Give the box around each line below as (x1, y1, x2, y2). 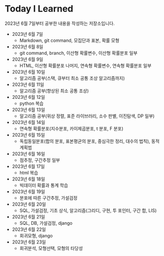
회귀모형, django (19, 232, 53, 238)
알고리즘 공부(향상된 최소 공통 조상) (19, 88, 89, 94)
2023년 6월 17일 (12, 163, 45, 169)
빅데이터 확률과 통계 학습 (19, 182, 68, 188)
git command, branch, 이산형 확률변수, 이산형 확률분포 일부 (19, 50, 138, 56)
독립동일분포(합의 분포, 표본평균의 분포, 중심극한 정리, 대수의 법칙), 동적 (19, 138, 159, 144)
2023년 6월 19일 (12, 188, 45, 195)
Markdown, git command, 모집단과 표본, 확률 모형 (19, 37, 120, 43)
